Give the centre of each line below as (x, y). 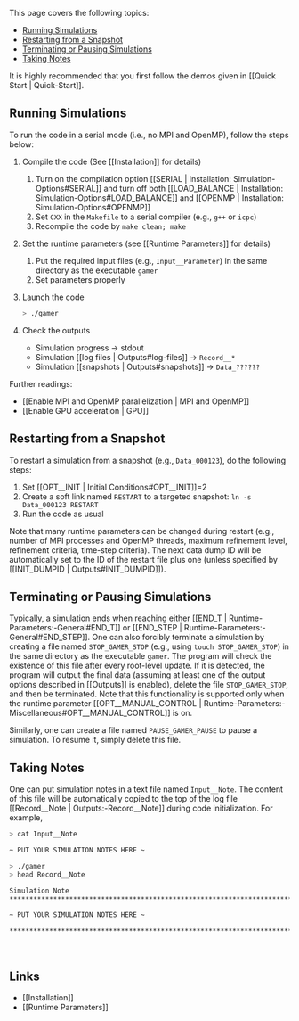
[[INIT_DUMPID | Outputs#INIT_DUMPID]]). (88, 569)
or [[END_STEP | (152, 628)
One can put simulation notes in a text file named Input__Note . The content (146, 789)
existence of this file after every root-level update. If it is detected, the (137, 666)
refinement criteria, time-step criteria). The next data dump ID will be (135, 550)
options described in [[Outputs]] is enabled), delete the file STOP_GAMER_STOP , (149, 685)
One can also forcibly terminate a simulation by (178, 638)
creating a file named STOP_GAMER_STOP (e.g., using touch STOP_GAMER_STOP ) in (149, 646)
